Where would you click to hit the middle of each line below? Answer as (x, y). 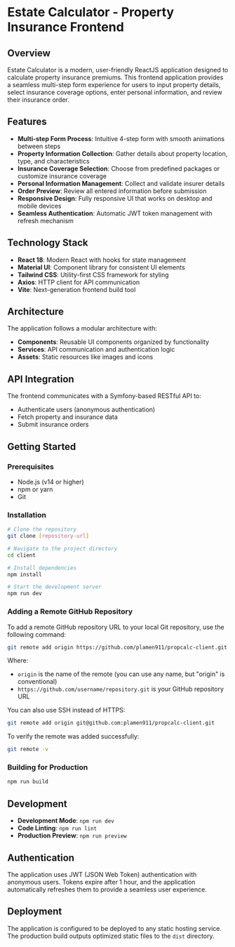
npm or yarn (35, 489)
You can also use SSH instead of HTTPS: (66, 710)
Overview (29, 53)
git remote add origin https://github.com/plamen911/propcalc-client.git (117, 647)
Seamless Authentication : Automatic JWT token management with (115, 213)
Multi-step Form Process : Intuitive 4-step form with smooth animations (121, 138)
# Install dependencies (42, 568)
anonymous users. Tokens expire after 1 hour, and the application (101, 882)
